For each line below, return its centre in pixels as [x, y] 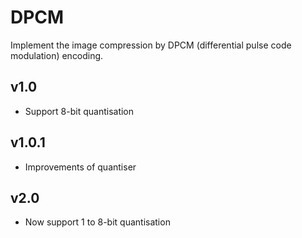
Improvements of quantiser [80, 167]
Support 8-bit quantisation [79, 111]
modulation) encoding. [57, 55]
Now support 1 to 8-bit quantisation [97, 222]
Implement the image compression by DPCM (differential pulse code [151, 45]
